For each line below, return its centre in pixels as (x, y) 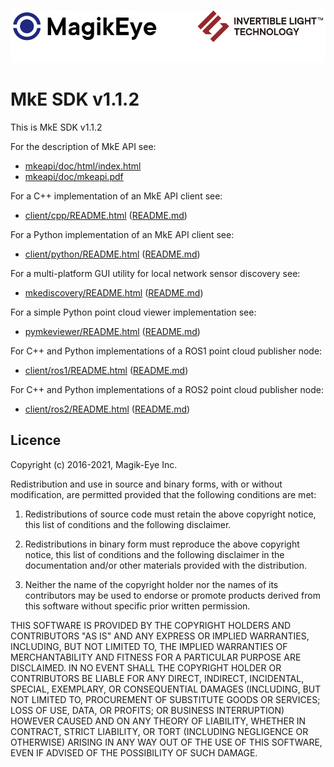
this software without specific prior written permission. (137, 606)
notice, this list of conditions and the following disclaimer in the (154, 554)
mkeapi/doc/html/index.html (83, 166)
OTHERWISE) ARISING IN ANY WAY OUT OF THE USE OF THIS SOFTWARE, (166, 742)
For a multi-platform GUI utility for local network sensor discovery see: (155, 273)
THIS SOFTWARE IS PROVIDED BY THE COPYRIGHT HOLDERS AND (151, 625)
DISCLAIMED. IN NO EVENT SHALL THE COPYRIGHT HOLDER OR (146, 667)
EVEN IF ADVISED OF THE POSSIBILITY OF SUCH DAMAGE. (134, 752)
